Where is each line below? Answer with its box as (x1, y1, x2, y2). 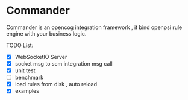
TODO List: (6, 42, 34, 49)
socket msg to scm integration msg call (14, 60, 113, 67)
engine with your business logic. (6, 30, 87, 37)
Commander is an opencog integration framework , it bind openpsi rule (6, 23, 183, 31)
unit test (14, 67, 36, 74)
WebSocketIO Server (14, 53, 67, 60)
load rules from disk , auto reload (14, 81, 98, 88)
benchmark (14, 73, 44, 81)
